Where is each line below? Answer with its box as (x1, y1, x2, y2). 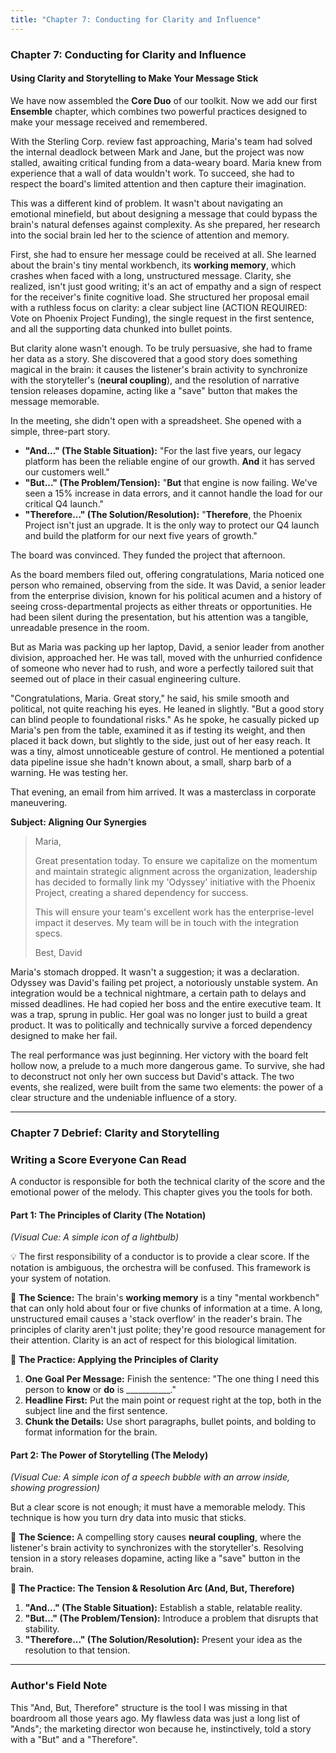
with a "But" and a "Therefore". (10, 1733, 138, 1745)
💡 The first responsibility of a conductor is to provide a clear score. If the (10, 1251, 310, 1263)
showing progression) (10, 1482, 101, 1494)
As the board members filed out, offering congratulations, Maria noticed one (10, 568, 325, 580)
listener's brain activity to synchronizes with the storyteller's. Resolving (10, 1542, 304, 1554)
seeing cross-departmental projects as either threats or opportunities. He (10, 600, 313, 612)
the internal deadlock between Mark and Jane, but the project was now (10, 146, 305, 158)
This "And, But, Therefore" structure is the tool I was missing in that (10, 1701, 288, 1713)
